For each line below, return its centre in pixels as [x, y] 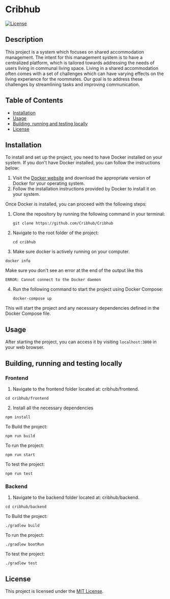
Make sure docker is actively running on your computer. [71, 252]
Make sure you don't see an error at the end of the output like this [74, 270]
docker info [18, 261]
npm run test [19, 473]
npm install [18, 417]
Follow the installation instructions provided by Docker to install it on [84, 189]
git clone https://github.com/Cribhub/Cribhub [63, 223]
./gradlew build [22, 526]
